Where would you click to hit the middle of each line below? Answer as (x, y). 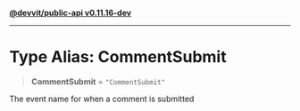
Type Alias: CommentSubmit (118, 57)
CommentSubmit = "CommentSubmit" (98, 81)
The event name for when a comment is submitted (102, 99)
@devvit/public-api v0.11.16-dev (71, 13)
